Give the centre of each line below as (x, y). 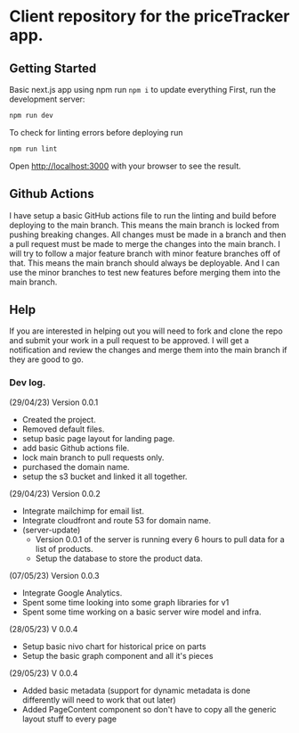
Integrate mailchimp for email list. (83, 511)
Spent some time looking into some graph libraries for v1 (125, 602)
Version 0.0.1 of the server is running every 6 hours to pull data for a (160, 539)
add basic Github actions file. (76, 448)
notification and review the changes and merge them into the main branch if (148, 350)
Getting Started (53, 68)
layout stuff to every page (69, 719)
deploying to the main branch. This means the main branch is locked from (144, 225)
